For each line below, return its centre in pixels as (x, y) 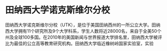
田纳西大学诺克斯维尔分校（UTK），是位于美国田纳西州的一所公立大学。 (79, 25)
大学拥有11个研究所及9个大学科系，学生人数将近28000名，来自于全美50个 (85, 31)
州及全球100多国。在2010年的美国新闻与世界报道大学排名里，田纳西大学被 (82, 37)
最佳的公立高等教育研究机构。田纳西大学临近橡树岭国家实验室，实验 (83, 43)
